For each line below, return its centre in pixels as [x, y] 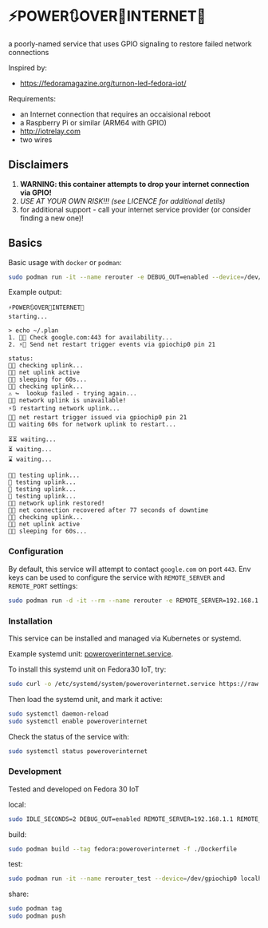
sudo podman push [37, 916]
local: [17, 804]
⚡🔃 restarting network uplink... [64, 409]
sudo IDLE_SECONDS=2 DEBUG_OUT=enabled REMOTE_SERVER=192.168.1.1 [121, 819]
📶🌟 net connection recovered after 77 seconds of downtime [108, 510]
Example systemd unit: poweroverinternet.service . [91, 653]
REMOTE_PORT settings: [43, 585]
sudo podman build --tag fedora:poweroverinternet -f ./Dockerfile [123, 849]
